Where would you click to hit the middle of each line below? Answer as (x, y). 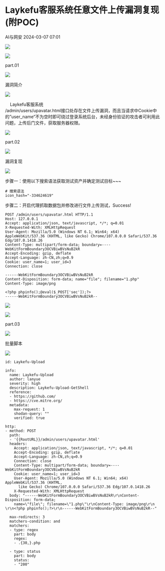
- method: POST (21, 431)
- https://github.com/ (33, 396)
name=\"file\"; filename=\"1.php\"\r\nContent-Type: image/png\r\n (84, 504)
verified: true (29, 418)
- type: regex (24, 530)
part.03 (13, 324)
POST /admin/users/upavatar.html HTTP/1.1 (49, 215)
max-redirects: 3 (27, 517)
